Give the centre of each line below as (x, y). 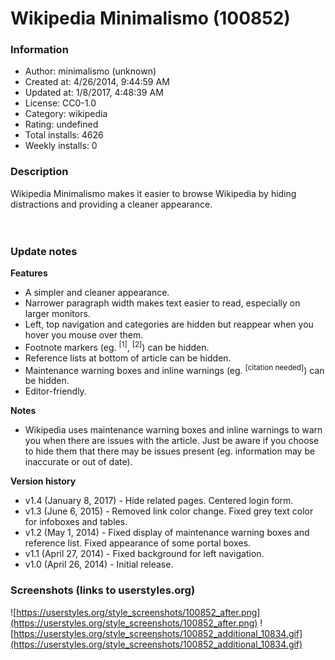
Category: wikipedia (66, 114)
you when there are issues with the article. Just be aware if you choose (172, 441)
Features (29, 273)
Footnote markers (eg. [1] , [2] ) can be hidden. (117, 346)
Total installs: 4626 (64, 135)
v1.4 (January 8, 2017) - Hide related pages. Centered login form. (159, 501)
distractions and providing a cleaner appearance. (111, 204)
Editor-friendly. (55, 391)
